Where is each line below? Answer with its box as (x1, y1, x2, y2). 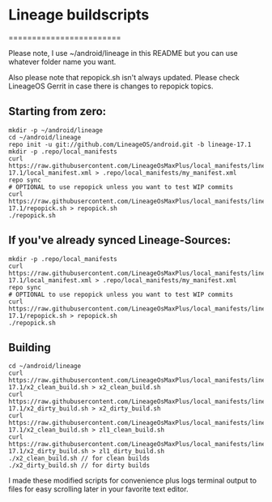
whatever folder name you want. (8, 57, 117, 67)
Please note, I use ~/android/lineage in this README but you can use (8, 48, 239, 58)
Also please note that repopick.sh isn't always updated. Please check (8, 72, 240, 82)
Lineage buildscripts (8, 6, 150, 24)
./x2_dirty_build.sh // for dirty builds (8, 461, 151, 470)
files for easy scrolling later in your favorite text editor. (8, 484, 189, 494)
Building (8, 341, 51, 354)
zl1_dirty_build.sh (98, 448, 164, 456)
